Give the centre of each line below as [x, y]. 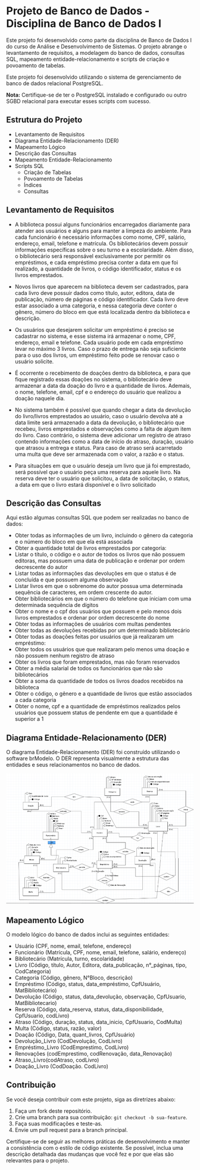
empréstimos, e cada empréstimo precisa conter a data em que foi [96, 262]
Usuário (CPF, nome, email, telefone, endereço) [73, 946]
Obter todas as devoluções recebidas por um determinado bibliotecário [102, 630]
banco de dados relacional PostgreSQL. [55, 83]
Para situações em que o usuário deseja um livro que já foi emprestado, [103, 465]
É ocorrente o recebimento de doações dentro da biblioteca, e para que [103, 373]
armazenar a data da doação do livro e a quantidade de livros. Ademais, [103, 385]
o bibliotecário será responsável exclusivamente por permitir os [93, 256]
